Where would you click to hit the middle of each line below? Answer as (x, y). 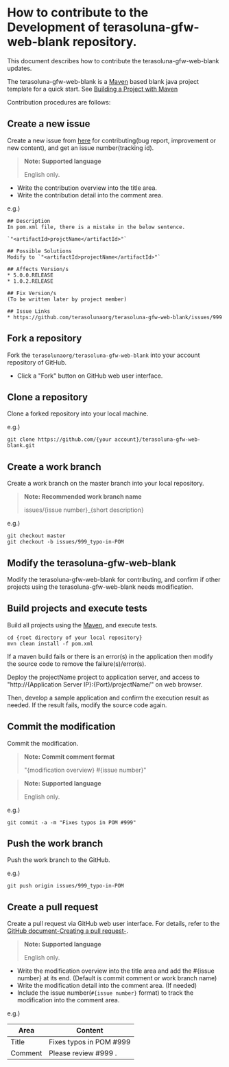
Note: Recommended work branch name (83, 497)
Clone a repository (47, 397)
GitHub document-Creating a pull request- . (68, 931)
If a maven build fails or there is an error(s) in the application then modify (110, 656)
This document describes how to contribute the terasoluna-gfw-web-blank (113, 61)
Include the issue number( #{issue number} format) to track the (105, 993)
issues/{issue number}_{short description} (84, 510)
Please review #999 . (83, 1053)
